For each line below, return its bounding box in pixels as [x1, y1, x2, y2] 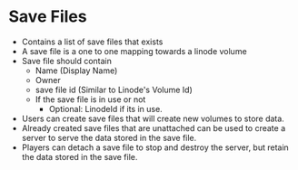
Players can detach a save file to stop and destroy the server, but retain [21, 142, 290, 153]
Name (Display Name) [35, 65, 118, 76]
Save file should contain [21, 55, 113, 66]
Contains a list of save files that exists [21, 36, 164, 47]
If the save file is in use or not [35, 93, 146, 105]
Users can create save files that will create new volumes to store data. [21, 113, 285, 124]
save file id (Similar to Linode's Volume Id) [35, 84, 193, 95]
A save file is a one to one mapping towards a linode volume [21, 45, 247, 56]
